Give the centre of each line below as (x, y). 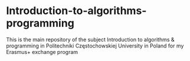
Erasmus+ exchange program (42, 52)
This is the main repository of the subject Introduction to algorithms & (91, 39)
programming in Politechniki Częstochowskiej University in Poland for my (95, 46)
